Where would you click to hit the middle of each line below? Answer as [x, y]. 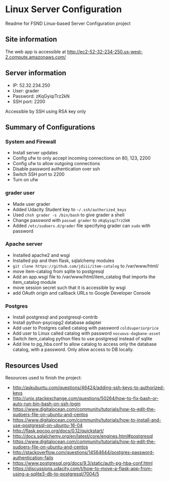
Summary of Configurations [50, 127]
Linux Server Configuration [64, 9]
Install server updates [35, 153]
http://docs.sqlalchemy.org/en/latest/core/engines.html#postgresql [83, 436]
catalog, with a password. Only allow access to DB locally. [73, 349]
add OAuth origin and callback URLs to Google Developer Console [81, 293]
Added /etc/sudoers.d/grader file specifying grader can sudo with [81, 226]
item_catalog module [34, 282]
